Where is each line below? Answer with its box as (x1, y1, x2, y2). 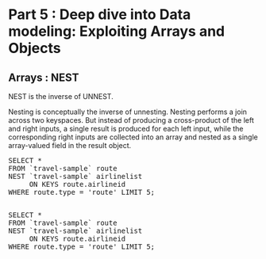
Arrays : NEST (8, 70, 79, 84)
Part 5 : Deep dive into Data (8, 6, 191, 24)
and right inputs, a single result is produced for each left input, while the (8, 124, 244, 133)
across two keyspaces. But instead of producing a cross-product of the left (8, 116, 254, 124)
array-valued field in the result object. (8, 141, 132, 150)
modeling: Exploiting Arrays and (8, 22, 225, 40)
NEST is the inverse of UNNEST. (8, 92, 114, 101)
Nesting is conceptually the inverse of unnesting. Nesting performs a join (8, 107, 248, 116)
